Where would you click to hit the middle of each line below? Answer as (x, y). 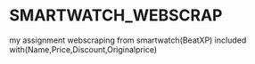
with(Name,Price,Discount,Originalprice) (83, 49)
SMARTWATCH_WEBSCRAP (116, 16)
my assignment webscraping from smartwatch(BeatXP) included (128, 40)
